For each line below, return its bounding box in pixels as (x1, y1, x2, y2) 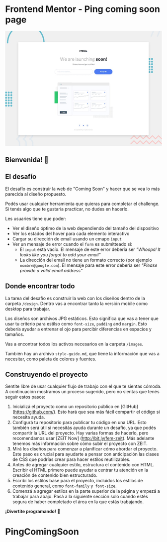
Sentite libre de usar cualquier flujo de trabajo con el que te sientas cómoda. (5, 383, 162, 389)
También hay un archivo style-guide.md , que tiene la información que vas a (5, 350, 160, 356)
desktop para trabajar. (5, 306, 51, 312)
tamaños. (5, 331, 24, 337)
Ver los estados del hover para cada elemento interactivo (12, 230, 130, 236)
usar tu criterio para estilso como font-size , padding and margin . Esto (5, 321, 148, 326)
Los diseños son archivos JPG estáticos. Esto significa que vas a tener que (5, 315, 159, 322)
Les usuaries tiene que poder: (5, 216, 66, 221)
